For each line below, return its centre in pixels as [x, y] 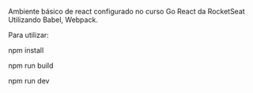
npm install [26, 50]
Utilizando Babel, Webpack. [53, 20]
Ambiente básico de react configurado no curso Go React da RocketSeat [126, 11]
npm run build [31, 65]
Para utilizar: [28, 35]
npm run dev [29, 81]
